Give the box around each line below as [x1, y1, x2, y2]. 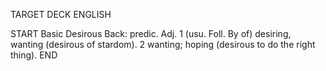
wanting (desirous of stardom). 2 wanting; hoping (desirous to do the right [10, 39, 316, 50]
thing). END [10, 49, 58, 61]
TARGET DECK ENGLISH [10, 9, 112, 20]
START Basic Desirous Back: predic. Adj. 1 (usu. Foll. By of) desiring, [10, 28, 292, 39]
